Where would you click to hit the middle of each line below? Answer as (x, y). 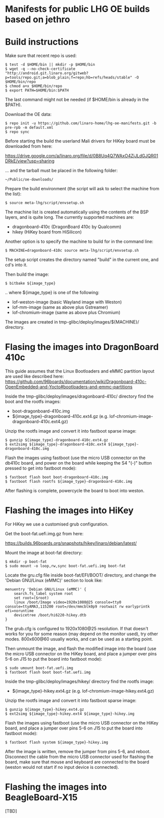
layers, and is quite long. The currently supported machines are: (70, 217)
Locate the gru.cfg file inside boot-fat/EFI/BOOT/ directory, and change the (81, 575)
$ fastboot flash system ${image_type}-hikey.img (57, 742)
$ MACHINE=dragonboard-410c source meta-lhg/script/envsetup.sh (72, 251)
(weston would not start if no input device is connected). (62, 767)
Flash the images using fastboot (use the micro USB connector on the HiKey (82, 723)
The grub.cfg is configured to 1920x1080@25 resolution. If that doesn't (77, 628)
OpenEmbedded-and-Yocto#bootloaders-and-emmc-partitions (69, 387)
